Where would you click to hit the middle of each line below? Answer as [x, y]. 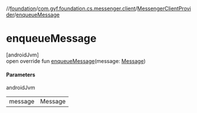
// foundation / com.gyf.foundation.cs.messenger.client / [72, 9]
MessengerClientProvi [164, 9]
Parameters [21, 74]
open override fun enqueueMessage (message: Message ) [76, 61]
